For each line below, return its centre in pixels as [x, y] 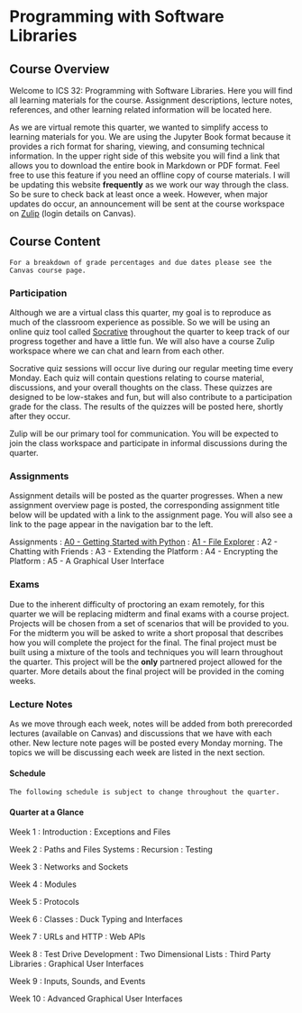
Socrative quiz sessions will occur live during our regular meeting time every [151, 369]
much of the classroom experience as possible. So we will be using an [140, 323]
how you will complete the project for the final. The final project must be [143, 643]
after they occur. [40, 416]
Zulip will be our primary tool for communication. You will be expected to [144, 433]
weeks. [23, 680]
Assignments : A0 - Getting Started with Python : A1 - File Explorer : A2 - [143, 542]
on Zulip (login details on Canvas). [73, 213]
